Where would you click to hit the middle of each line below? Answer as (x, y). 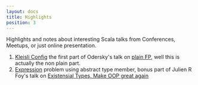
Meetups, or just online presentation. (51, 45)
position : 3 (21, 22)
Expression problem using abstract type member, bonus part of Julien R (103, 70)
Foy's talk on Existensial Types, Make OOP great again (82, 76)
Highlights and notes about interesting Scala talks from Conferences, (91, 40)
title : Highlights (29, 17)
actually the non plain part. (47, 63)
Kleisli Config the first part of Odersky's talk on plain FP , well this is (97, 57)
